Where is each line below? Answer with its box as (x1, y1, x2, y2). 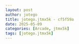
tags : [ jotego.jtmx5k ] (5, 31, 54, 36)
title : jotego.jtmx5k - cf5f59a (5, 17, 74, 22)
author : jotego (5, 12, 38, 17)
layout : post (5, 7, 33, 13)
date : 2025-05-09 (5, 21, 42, 27)
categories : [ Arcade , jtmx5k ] (5, 26, 70, 31)
